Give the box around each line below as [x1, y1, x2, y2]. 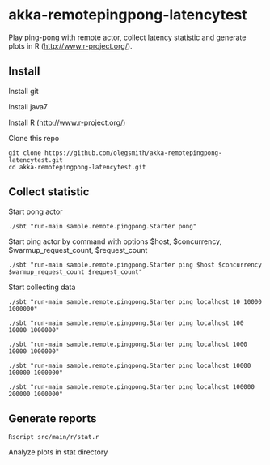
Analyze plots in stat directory [8, 447, 108, 457]
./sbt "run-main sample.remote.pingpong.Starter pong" [8, 222, 197, 230]
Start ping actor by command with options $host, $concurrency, [8, 237, 222, 246]
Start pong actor [8, 207, 63, 216]
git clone [8, 148, 42, 157]
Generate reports [8, 412, 97, 425]
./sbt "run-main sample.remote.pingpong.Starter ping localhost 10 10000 [8, 297, 263, 305]
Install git [8, 86, 39, 96]
